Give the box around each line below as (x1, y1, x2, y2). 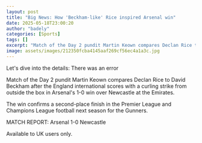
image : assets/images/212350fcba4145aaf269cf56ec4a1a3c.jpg (6, 48, 161, 54)
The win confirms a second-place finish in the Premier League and (6, 100, 172, 108)
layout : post (6, 8, 39, 15)
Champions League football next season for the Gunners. (6, 106, 148, 114)
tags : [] (6, 37, 28, 43)
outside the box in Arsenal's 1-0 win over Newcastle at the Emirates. (6, 88, 175, 96)
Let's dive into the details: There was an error (6, 64, 119, 71)
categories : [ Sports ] (6, 31, 61, 37)
